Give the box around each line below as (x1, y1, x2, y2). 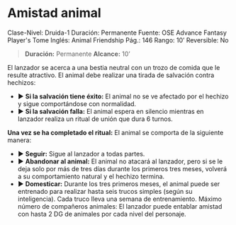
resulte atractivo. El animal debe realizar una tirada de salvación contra (7, 71, 215, 79)
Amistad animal (7, 5, 101, 21)
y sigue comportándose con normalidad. (17, 99, 137, 108)
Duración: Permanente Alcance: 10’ (24, 50, 130, 58)
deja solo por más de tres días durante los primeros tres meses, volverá (17, 164, 227, 173)
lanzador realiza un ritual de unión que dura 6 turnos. (17, 115, 174, 123)
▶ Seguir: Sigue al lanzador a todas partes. (17, 149, 145, 158)
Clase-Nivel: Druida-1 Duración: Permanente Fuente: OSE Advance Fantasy (7, 28, 227, 37)
